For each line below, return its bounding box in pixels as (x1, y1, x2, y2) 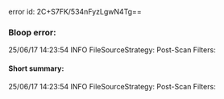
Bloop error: (8, 27, 56, 38)
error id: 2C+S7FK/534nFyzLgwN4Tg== (8, 7, 143, 16)
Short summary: (8, 64, 64, 73)
